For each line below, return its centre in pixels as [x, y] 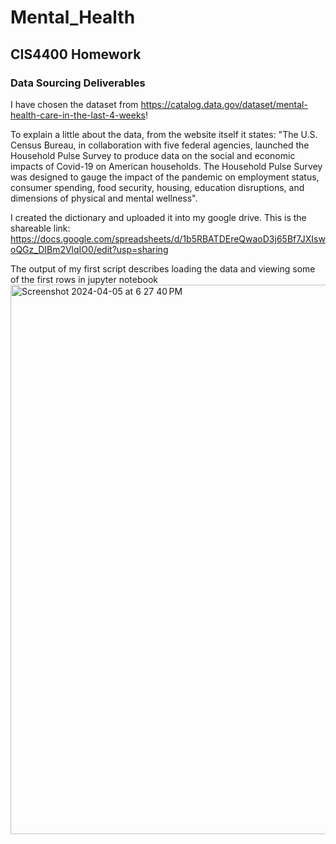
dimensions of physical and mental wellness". [104, 198]
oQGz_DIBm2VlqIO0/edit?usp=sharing [89, 249]
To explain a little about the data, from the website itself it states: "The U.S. [164, 134]
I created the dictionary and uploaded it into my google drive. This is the [158, 217]
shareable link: [40, 228]
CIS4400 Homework [76, 54]
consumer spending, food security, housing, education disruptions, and [157, 187]
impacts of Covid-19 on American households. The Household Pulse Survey [166, 166]
